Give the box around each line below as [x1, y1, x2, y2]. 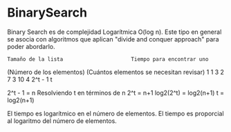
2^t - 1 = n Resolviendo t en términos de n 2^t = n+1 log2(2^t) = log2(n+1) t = [7, 88, 225, 97]
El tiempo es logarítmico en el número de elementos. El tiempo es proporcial [7, 109, 224, 117]
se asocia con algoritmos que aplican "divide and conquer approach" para [7, 35, 219, 43]
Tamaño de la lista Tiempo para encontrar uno [7, 55, 209, 63]
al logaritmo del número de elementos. [7, 116, 118, 125]
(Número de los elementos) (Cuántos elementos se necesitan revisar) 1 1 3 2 [7, 68, 225, 76]
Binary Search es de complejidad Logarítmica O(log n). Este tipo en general [7, 28, 222, 36]
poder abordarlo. [7, 42, 55, 50]
